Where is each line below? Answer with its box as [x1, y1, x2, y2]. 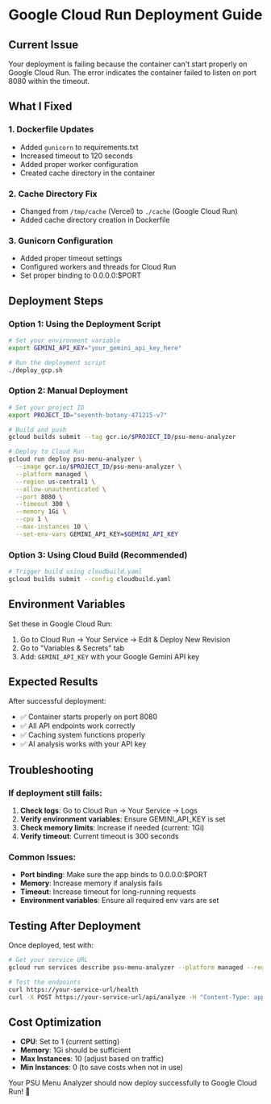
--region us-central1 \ [15, 478, 95, 486]
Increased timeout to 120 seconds [19, 151, 133, 161]
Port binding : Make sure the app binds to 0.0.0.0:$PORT [19, 870, 208, 880]
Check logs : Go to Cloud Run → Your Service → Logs [19, 805, 198, 816]
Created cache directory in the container [19, 168, 156, 178]
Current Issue [8, 38, 79, 52]
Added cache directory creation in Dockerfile [19, 215, 170, 224]
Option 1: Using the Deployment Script [8, 318, 161, 329]
